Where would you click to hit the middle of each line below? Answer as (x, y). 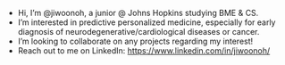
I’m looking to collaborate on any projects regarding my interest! (135, 41)
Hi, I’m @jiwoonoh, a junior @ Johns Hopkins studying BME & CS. (138, 13)
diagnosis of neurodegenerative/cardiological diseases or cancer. (138, 32)
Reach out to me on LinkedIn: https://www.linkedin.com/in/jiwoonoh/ (144, 51)
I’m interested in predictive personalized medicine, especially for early (147, 22)
